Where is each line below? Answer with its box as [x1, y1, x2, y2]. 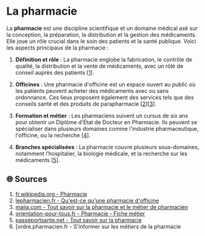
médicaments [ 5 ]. [15, 156, 60, 163]
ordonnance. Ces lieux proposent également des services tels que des [15, 94, 195, 101]
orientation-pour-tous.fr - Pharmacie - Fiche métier [15, 210, 145, 217]
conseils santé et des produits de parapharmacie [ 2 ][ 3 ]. [15, 100, 157, 108]
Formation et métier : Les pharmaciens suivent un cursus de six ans [15, 112, 188, 119]
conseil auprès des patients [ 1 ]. [15, 68, 95, 76]
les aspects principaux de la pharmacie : [6, 44, 109, 51]
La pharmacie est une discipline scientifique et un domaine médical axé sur [6, 24, 198, 32]
